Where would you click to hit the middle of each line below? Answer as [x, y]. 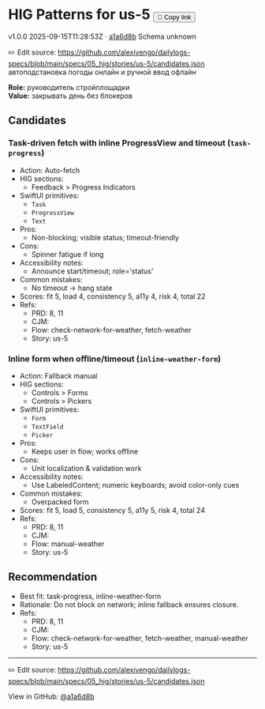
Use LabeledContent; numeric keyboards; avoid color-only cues [135, 485]
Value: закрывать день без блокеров [70, 96]
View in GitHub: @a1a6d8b [51, 696]
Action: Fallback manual [58, 375]
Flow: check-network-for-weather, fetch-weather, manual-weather [140, 638]
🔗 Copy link [174, 17]
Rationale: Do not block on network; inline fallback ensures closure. [129, 604]
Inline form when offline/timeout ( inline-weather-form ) [115, 359]
